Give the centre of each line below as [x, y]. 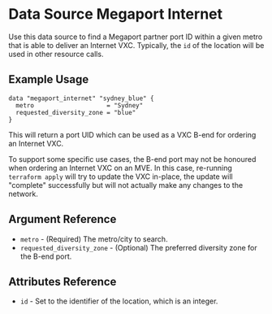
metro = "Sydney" [80, 105]
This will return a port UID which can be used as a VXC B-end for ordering [132, 134]
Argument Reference [63, 219]
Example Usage [49, 79]
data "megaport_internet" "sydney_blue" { [81, 98]
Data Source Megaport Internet [116, 14]
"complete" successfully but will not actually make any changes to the [126, 185]
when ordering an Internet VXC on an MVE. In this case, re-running [121, 168]
